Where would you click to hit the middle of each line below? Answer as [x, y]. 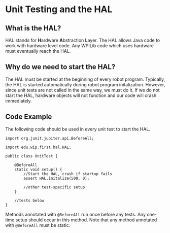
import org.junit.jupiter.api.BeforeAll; [50, 138]
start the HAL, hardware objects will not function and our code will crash [81, 95]
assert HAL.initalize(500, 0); [57, 178]
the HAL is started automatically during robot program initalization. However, [85, 84]
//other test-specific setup [54, 187]
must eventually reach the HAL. [38, 51]
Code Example [29, 117]
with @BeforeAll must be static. [38, 225]
